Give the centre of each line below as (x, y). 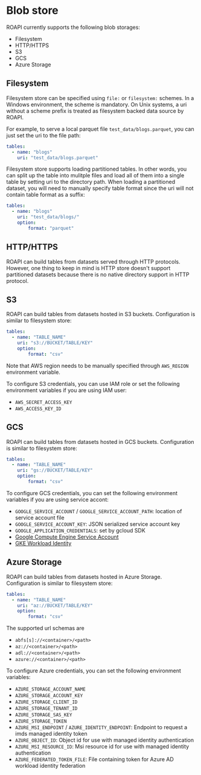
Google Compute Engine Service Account (67, 537)
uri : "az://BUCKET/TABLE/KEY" (55, 606)
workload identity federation (50, 766)
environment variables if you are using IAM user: (66, 390)
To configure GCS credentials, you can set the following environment (92, 493)
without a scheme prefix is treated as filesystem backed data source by (95, 111)
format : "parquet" (51, 228)
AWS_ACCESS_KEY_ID (38, 409)
